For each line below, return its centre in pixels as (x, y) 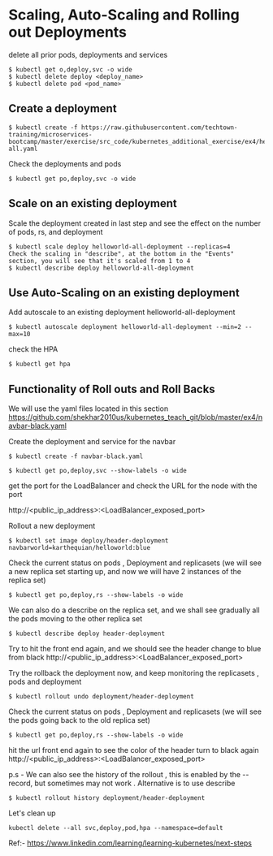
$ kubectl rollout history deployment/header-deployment (107, 798)
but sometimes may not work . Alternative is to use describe (135, 783)
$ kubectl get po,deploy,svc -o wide (72, 179)
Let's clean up (32, 813)
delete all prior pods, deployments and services (88, 54)
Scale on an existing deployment (93, 203)
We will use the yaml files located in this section (89, 409)
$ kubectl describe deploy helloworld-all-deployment (102, 268)
